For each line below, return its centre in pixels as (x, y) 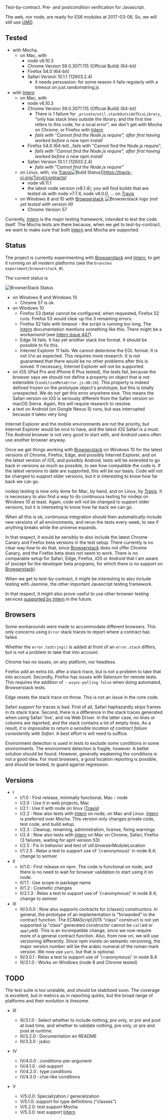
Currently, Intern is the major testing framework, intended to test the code (81, 219)
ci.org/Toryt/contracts (42, 178)
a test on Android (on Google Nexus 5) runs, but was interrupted (78, 409)
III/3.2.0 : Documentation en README (58, 1036)
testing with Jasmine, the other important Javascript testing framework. (79, 584)
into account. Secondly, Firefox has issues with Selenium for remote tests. (81, 677)
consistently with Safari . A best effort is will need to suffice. (67, 734)
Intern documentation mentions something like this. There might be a (91, 329)
